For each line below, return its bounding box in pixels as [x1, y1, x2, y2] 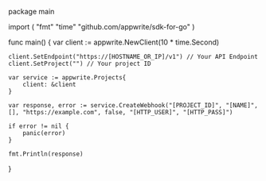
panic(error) [22, 129, 66, 137]
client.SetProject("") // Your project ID [8, 60, 151, 67]
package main [8, 7, 55, 16]
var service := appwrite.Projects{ [8, 74, 127, 82]
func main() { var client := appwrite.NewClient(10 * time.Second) [8, 37, 220, 47]
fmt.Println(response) [8, 150, 84, 158]
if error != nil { [8, 122, 69, 130]
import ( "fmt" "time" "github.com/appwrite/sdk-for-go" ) [8, 22, 195, 31]
